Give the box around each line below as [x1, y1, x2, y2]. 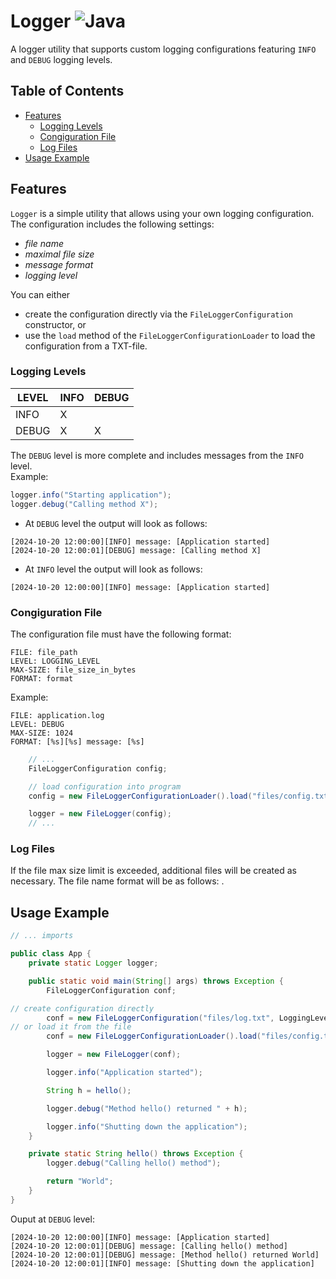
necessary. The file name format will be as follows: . [10, 875, 225, 887]
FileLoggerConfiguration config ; [28, 763, 168, 774]
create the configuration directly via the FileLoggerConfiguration [24, 308, 293, 320]
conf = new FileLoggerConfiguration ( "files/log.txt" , [46, 1013, 275, 1023]
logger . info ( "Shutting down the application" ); [46, 1121, 248, 1132]
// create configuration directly [10, 1003, 155, 1014]
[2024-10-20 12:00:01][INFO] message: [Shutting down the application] [10, 1258, 315, 1269]
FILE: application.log [10, 710, 105, 720]
